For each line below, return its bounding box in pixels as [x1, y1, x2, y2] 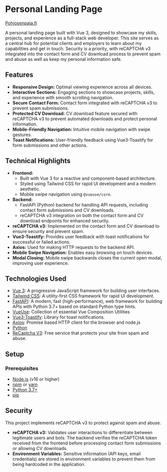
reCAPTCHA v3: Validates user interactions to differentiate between [12, 429, 153, 435]
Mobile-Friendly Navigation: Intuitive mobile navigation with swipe [12, 126, 151, 132]
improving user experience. [12, 260, 69, 266]
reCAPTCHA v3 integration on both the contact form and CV [19, 212, 144, 218]
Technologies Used [5, 274, 66, 283]
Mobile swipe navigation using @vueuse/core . [19, 191, 112, 197]
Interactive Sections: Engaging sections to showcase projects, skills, [12, 89, 155, 95]
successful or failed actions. [12, 238, 71, 245]
